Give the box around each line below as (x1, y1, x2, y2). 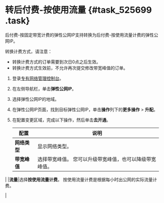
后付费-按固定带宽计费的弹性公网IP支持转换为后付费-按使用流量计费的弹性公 (5, 32, 159, 38)
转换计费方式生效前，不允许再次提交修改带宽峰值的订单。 (12, 65, 128, 71)
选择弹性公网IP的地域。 (12, 96, 60, 102)
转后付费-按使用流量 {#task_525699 (5, 4, 152, 16)
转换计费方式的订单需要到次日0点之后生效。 (12, 59, 101, 65)
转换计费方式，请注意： (5, 48, 52, 54)
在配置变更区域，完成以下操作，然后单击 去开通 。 (12, 117, 111, 123)
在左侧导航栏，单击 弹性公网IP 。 (12, 86, 77, 91)
